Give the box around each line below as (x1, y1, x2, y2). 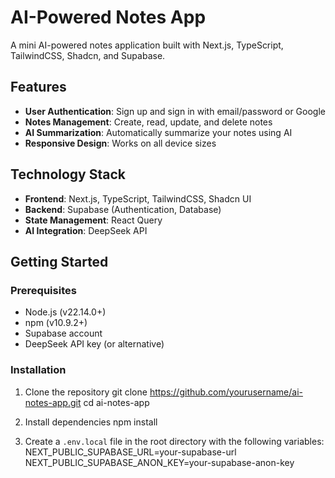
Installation (10, 363, 67, 377)
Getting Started (10, 253, 109, 270)
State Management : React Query (24, 214, 163, 226)
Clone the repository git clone (24, 386, 148, 398)
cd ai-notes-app (83, 396, 150, 408)
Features (10, 79, 67, 96)
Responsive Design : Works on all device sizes (24, 137, 217, 149)
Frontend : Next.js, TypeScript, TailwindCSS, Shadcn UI (24, 192, 252, 205)
